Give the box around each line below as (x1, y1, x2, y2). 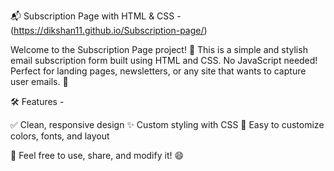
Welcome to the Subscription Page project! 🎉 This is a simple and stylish (10, 44, 308, 55)
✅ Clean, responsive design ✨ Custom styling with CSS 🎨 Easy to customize (10, 119, 325, 130)
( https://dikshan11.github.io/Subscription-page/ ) (10, 25, 208, 36)
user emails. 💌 (10, 76, 69, 87)
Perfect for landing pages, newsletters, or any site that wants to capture (10, 65, 307, 77)
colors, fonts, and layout (10, 130, 110, 142)
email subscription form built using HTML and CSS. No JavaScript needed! (10, 55, 318, 66)
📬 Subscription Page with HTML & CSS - (10, 10, 182, 22)
